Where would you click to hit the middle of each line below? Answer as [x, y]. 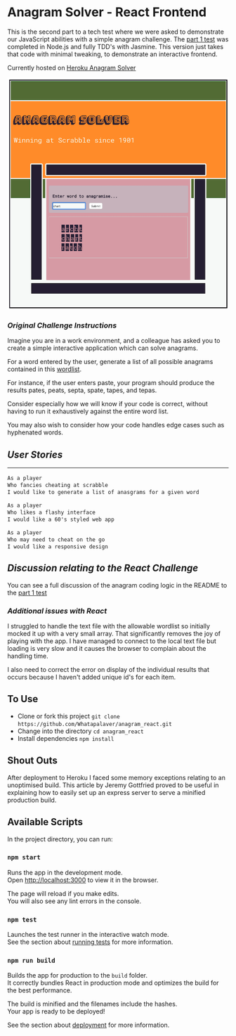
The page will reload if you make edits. [63, 893]
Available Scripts [45, 822]
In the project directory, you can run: [60, 839]
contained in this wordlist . [45, 369]
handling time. [28, 656]
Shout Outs [32, 761]
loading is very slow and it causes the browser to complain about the [107, 649]
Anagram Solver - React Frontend [107, 12]
